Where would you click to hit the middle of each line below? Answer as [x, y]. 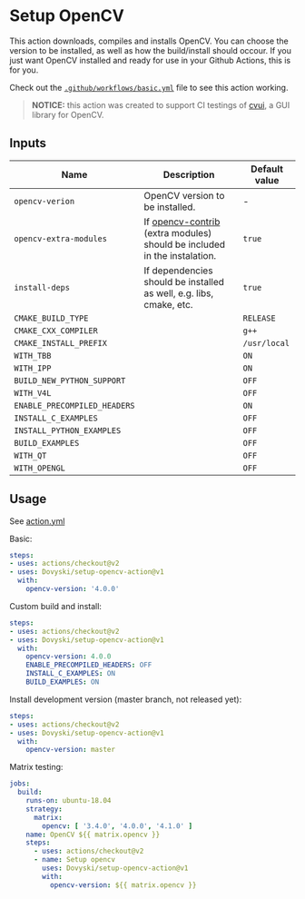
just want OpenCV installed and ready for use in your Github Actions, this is [150, 60]
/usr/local [266, 343]
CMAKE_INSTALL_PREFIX [60, 343]
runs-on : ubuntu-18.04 [69, 801]
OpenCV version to [184, 195]
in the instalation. [180, 255]
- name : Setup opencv [74, 860]
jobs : [20, 784]
